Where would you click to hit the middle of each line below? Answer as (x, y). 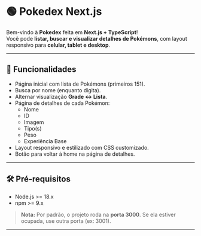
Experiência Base (45, 141)
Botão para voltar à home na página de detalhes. (75, 154)
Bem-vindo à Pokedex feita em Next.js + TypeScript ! (72, 32)
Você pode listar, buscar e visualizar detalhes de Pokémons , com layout (97, 38)
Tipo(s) (33, 128)
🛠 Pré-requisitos (38, 179)
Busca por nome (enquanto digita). (58, 90)
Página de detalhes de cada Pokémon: (62, 103)
